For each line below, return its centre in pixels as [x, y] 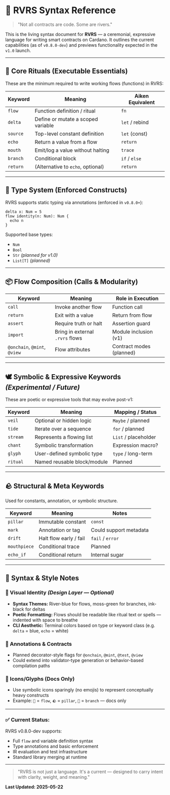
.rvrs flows [69, 338]
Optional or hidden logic [63, 421]
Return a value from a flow [66, 142]
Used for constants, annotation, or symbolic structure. [61, 501]
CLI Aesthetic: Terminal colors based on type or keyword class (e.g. [84, 625]
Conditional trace [59, 546]
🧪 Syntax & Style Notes [42, 578]
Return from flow [132, 315]
